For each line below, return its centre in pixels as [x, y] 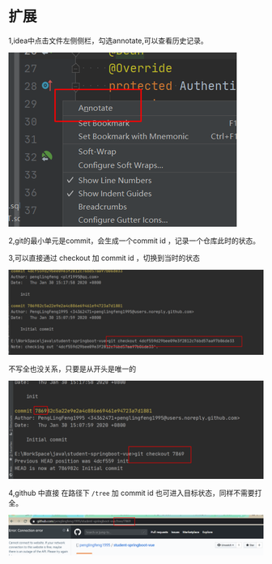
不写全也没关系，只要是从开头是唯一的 [72, 369]
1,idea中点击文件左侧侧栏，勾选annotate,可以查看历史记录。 [108, 41]
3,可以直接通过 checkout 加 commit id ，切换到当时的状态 [104, 258]
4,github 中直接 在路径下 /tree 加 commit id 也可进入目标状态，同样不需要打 [135, 493]
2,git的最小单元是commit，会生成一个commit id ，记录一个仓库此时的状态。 [134, 241]
